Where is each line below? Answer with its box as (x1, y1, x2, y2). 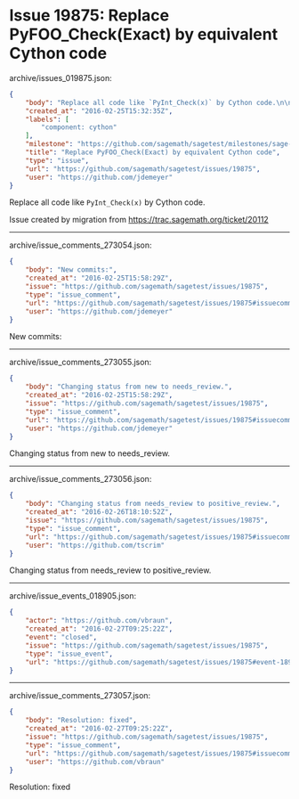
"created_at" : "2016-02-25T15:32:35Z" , (25, 106, 174, 116)
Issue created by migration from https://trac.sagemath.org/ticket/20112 (9, 215, 269, 225)
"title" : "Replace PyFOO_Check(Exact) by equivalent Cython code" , (25, 148, 280, 157)
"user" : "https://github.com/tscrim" (25, 541, 166, 550)
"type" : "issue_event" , (25, 649, 114, 658)
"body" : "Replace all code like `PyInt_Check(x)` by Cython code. (25, 98, 277, 107)
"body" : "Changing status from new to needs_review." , (25, 382, 233, 392)
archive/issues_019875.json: (9, 72, 113, 83)
